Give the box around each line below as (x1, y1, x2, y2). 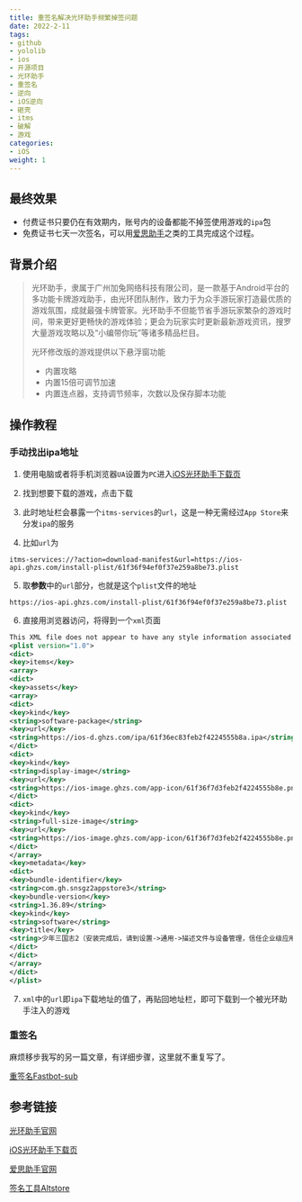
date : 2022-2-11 (9, 22, 70, 31)
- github (9, 38, 42, 48)
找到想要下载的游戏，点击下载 (22, 487, 133, 498)
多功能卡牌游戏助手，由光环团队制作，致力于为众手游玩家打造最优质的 (31, 294, 292, 304)
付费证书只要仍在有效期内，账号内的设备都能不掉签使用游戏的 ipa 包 (22, 217, 271, 228)
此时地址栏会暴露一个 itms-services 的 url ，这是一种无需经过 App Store (22, 506, 281, 518)
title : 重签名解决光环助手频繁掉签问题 (9, 13, 138, 23)
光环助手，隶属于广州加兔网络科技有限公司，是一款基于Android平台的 (31, 283, 289, 294)
